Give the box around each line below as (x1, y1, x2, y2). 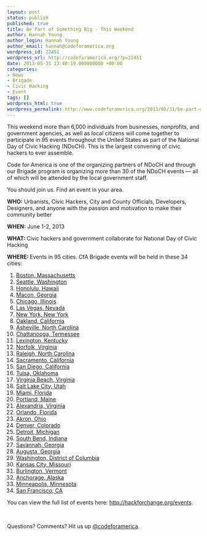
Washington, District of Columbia (15, 454, 100, 461)
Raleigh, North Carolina (15, 349, 76, 357)
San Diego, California (15, 363, 70, 370)
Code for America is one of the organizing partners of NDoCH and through (7, 161, 196, 168)
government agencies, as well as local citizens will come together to (7, 130, 180, 137)
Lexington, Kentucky (15, 336, 68, 344)
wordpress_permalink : (7, 106, 63, 112)
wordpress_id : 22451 (7, 49, 60, 55)
